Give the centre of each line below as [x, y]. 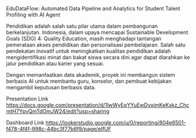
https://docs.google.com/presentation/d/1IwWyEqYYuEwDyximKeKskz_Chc [98, 105]
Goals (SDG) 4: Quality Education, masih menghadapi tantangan [84, 38]
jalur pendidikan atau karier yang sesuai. [55, 63]
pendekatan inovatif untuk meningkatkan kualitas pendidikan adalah [89, 51]
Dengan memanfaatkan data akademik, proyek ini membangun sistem [91, 75]
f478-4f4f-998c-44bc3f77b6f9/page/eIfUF [59, 129]
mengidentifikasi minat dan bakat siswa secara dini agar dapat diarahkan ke [98, 57]
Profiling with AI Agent [33, 15]
